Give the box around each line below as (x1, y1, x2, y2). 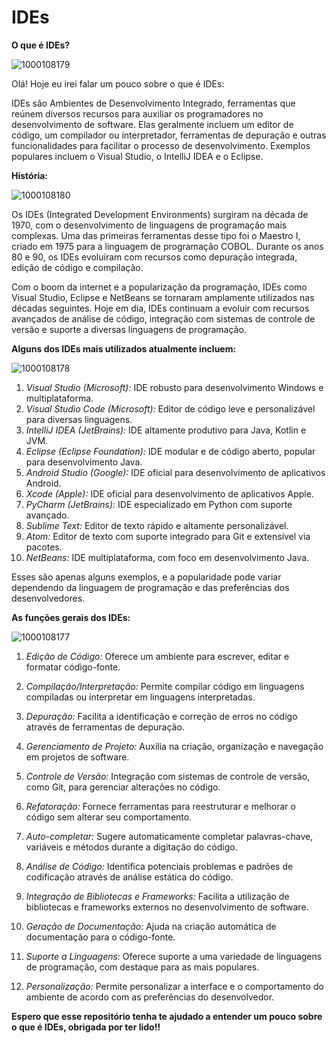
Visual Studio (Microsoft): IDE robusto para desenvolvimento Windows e (25, 381, 324, 393)
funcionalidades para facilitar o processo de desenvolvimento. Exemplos (11, 139, 311, 151)
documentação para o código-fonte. (25, 931, 176, 943)
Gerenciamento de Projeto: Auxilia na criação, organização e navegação (25, 740, 324, 752)
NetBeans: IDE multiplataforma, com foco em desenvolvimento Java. (25, 551, 310, 563)
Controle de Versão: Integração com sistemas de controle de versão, (25, 770, 311, 782)
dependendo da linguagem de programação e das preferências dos (11, 581, 290, 593)
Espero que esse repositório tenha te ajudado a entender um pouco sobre (11, 1010, 323, 1022)
